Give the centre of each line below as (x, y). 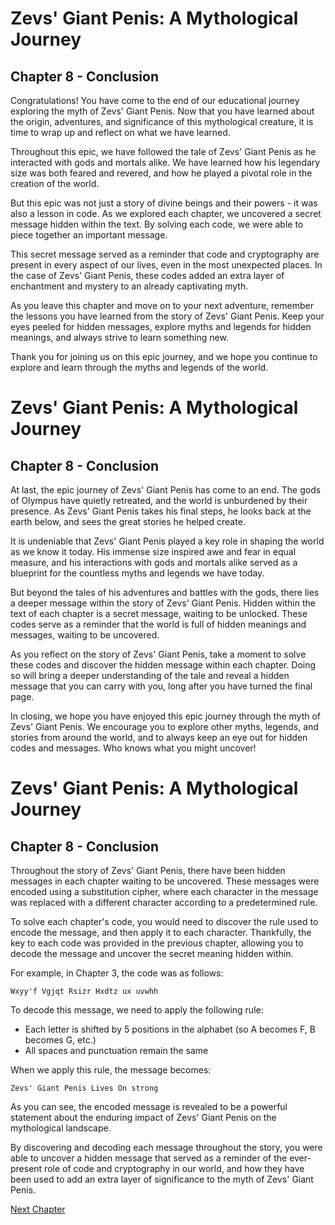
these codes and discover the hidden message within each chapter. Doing (163, 665)
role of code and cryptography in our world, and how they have (174, 1168)
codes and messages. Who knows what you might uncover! (133, 748)
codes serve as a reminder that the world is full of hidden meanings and (158, 624)
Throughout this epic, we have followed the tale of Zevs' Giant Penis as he (163, 151)
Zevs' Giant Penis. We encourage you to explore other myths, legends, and (164, 726)
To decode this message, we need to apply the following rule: (137, 1010)
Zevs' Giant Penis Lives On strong (84, 1088)
